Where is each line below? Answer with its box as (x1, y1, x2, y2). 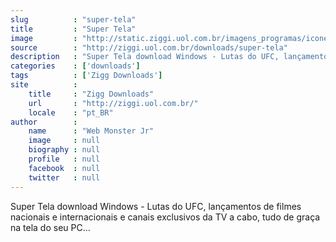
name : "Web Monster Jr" (28, 126, 155, 136)
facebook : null (28, 163, 101, 173)
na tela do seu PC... (10, 221, 91, 233)
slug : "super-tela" (10, 14, 137, 25)
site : (10, 80, 78, 90)
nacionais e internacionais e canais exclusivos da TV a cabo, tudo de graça (10, 211, 321, 223)
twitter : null (28, 172, 101, 183)
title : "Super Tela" (10, 24, 137, 34)
